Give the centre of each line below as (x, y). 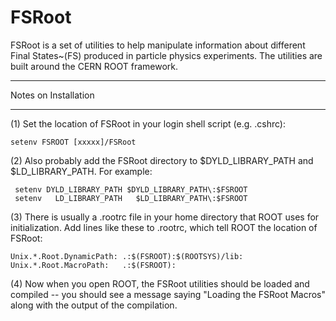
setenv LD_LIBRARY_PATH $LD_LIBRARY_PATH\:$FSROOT (131, 198)
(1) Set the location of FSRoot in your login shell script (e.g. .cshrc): (148, 123)
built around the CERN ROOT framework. (94, 66)
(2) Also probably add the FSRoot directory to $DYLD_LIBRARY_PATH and (162, 160)
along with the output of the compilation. (94, 305)
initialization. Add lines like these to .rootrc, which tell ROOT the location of (164, 227)
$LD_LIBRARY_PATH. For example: (81, 171)
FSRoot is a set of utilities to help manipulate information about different (158, 45)
